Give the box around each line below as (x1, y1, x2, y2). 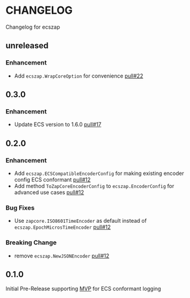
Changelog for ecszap (5, 23, 60, 30)
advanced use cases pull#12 (14, 189, 85, 196)
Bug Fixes (5, 204, 35, 212)
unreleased (5, 41, 49, 51)
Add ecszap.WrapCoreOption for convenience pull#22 (14, 72, 144, 79)
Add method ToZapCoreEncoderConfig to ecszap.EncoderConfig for (14, 183, 175, 189)
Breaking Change (5, 238, 57, 247)
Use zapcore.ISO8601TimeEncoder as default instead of (14, 217, 147, 225)
